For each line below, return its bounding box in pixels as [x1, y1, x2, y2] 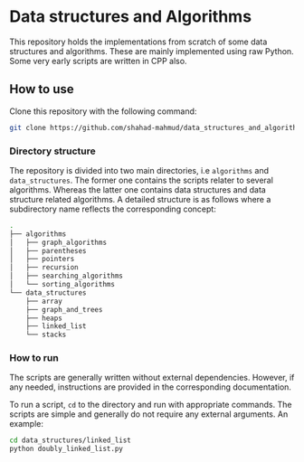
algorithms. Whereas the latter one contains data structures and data [9, 184, 267, 195]
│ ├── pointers [9, 255, 75, 264]
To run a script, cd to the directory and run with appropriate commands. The [9, 400, 292, 410]
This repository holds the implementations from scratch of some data [9, 36, 268, 47]
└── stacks [25, 330, 67, 340]
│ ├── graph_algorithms [9, 238, 107, 247]
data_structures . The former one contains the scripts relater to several [9, 174, 274, 185]
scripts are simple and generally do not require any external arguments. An [9, 409, 289, 420]
